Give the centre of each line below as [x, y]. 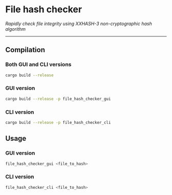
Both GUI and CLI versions [38, 64]
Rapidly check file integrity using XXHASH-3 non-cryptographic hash [79, 24]
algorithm [15, 29]
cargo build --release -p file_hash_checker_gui [58, 99]
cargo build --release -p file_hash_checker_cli [58, 122]
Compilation [25, 50]
